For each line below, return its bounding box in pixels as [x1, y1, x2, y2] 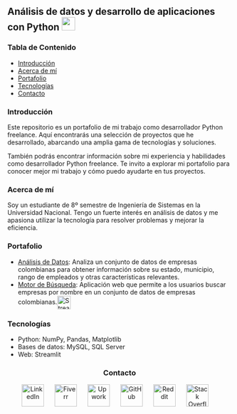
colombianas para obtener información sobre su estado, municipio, [17, 265, 215, 273]
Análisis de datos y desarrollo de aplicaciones [7, 6, 216, 18]
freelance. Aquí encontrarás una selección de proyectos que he [7, 130, 194, 139]
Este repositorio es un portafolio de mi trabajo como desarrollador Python [7, 122, 223, 131]
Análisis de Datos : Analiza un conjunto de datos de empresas [17, 258, 198, 266]
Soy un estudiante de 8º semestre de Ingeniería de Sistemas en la [7, 201, 201, 209]
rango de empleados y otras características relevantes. [17, 272, 180, 281]
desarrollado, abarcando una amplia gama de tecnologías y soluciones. [7, 138, 217, 147]
